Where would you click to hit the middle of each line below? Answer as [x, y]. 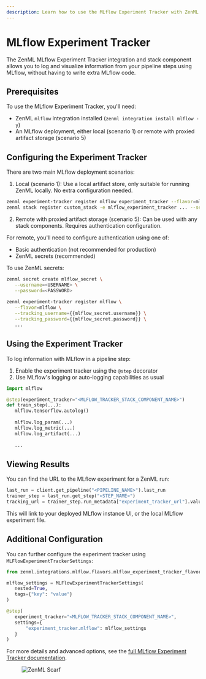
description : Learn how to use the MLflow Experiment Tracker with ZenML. [104, 12]
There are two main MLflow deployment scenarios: [71, 172]
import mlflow [25, 388]
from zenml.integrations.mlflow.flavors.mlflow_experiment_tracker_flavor [104, 572]
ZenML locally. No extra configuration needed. [74, 190]
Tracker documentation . [37, 658]
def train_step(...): [34, 405]
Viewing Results [38, 464]
